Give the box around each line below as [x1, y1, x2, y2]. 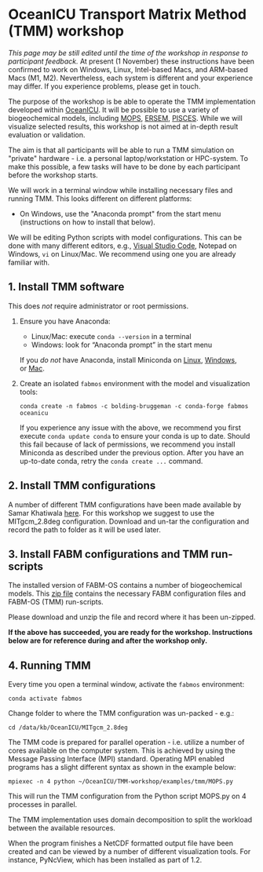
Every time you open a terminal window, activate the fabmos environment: [8, 680, 245, 689]
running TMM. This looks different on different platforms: [8, 194, 192, 203]
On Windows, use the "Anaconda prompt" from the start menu [19, 209, 221, 218]
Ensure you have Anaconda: [19, 316, 111, 326]
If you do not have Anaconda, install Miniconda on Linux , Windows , [19, 355, 237, 364]
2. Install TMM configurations [8, 479, 156, 492]
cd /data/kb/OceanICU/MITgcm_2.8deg [8, 724, 128, 732]
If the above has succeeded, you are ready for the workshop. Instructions [8, 628, 253, 637]
